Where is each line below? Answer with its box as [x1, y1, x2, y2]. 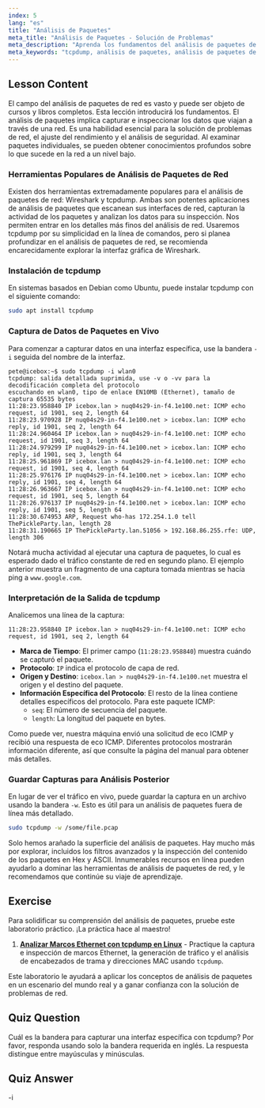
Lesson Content [8, 78, 89, 91]
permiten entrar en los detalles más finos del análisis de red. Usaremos [8, 221, 240, 230]
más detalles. [8, 754, 52, 763]
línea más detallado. [8, 808, 74, 819]
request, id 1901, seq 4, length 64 [8, 464, 129, 472]
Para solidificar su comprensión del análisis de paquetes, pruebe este [8, 915, 236, 925]
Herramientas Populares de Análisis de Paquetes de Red [8, 168, 229, 180]
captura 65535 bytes [8, 395, 77, 403]
